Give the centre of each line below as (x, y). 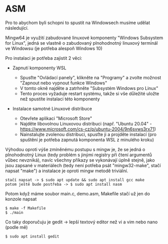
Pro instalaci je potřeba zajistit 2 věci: (44, 58)
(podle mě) (17, 227)
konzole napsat (21, 199)
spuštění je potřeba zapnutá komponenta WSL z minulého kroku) (87, 140)
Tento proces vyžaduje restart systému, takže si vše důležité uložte (90, 93)
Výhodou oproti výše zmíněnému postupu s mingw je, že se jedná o (75, 149)
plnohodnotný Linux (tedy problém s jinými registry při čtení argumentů (78, 155)
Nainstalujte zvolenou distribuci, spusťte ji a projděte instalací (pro (88, 134)
